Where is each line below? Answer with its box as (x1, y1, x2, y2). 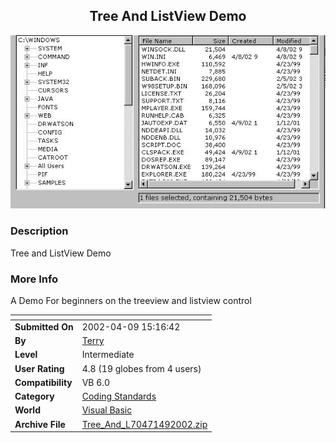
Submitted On (14, 320, 74, 333)
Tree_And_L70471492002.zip (81, 418, 208, 430)
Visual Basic (81, 404, 133, 416)
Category (14, 390, 55, 403)
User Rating (14, 362, 65, 374)
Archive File (14, 418, 66, 430)
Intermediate (81, 349, 135, 361)
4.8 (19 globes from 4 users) (81, 362, 202, 374)
